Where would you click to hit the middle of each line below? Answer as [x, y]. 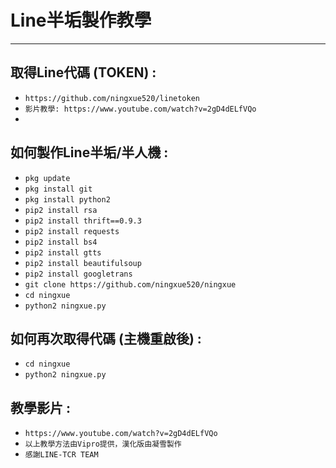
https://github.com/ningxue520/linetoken [112, 98]
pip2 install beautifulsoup [83, 263]
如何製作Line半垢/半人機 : [89, 152]
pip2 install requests [72, 231]
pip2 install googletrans [78, 274]
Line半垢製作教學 [81, 20]
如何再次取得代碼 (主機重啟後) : [106, 338]
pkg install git [58, 189]
